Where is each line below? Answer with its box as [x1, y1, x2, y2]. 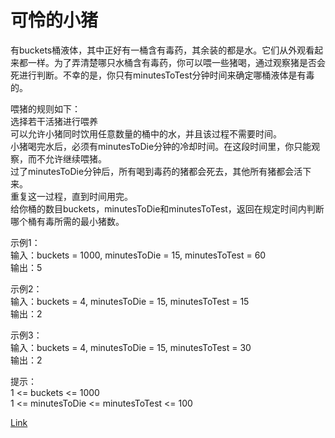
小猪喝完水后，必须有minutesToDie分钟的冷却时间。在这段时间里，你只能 [10, 140, 312, 152]
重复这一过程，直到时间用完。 [10, 190, 133, 202]
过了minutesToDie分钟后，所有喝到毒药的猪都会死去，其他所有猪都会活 [10, 165, 303, 177]
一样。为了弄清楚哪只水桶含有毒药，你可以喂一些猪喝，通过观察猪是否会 [27, 56, 326, 68]
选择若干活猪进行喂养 [10, 115, 98, 127]
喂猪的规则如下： [10, 102, 81, 115]
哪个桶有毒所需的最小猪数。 [10, 215, 125, 227]
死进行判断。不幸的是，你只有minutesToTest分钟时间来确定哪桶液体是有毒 [10, 69, 315, 81]
